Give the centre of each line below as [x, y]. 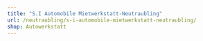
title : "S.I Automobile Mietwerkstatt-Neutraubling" [85, 14]
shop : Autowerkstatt [37, 26]
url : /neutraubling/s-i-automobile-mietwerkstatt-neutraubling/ [102, 20]
